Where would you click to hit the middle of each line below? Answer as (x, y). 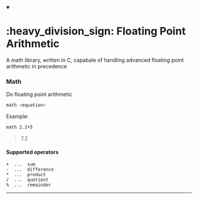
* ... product (26, 175)
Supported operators (32, 152)
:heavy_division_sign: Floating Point (96, 31)
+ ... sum (21, 165)
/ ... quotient (27, 180)
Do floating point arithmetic (39, 94)
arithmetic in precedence (37, 66)
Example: (17, 117)
